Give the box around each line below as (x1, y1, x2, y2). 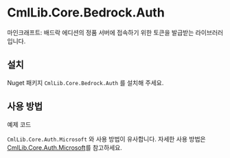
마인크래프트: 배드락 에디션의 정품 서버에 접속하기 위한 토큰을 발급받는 (7, 28, 194, 36)
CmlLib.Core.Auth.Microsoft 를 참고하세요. (7, 143, 122, 152)
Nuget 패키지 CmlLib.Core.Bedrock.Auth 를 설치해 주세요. (7, 78, 164, 87)
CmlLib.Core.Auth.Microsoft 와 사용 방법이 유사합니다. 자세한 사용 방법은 (7, 135, 206, 143)
